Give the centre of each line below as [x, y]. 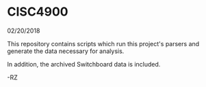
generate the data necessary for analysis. [66, 51]
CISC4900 [38, 12]
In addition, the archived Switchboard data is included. [84, 64]
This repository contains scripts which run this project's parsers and [103, 43]
